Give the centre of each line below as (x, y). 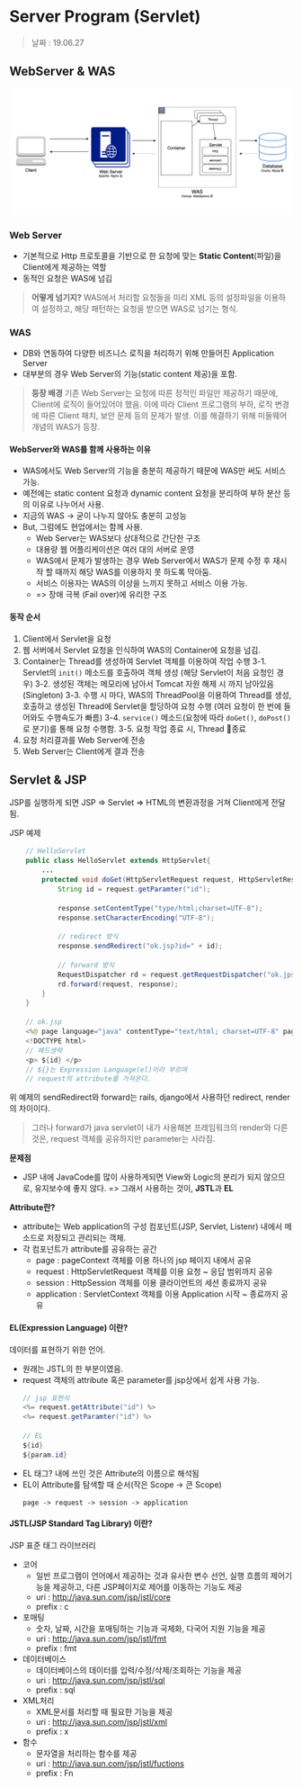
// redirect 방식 (88, 937)
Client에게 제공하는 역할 (64, 266)
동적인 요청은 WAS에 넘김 (67, 278)
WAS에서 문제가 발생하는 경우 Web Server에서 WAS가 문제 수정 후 (153, 561)
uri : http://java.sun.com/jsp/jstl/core (103, 1597)
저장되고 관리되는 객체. (86, 1238)
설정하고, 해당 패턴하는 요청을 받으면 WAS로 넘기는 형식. (140, 309)
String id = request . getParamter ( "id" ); (134, 889)
